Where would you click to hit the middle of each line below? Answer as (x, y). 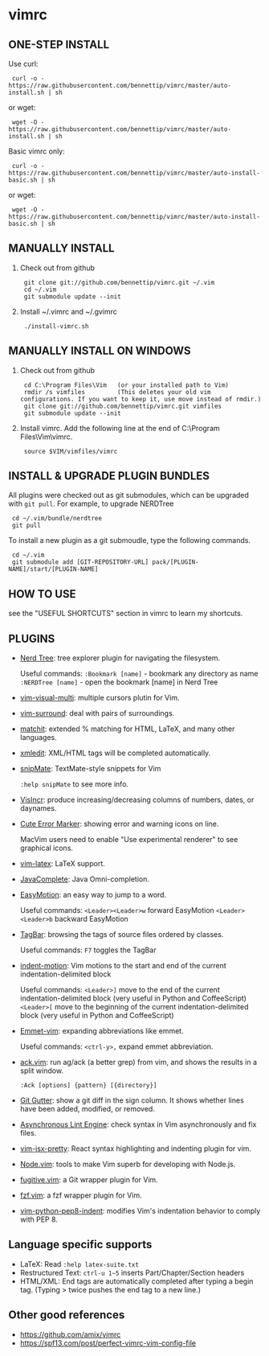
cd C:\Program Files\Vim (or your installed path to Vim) (126, 385)
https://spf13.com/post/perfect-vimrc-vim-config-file (108, 1343)
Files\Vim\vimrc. (46, 437)
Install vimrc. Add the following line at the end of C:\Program (120, 428)
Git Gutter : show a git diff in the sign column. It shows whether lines (132, 1100)
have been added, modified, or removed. (87, 1109)
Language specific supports (80, 1245)
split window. (42, 1070)
